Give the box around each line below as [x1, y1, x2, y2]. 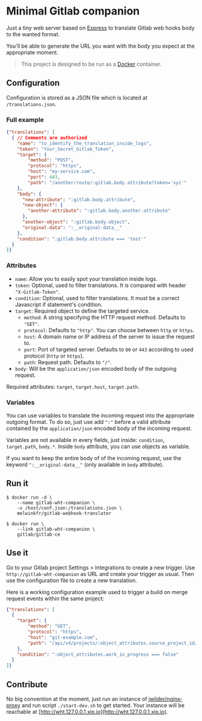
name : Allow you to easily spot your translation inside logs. [14, 275, 158, 282]
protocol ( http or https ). [23, 352, 84, 359]
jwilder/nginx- [148, 695, 183, 702]
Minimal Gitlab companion [6, 4, 140, 18]
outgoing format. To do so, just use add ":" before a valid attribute [6, 418, 171, 425]
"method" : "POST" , [28, 157, 74, 164]
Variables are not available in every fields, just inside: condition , [6, 436, 165, 443]
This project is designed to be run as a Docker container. [20, 60, 162, 68]
